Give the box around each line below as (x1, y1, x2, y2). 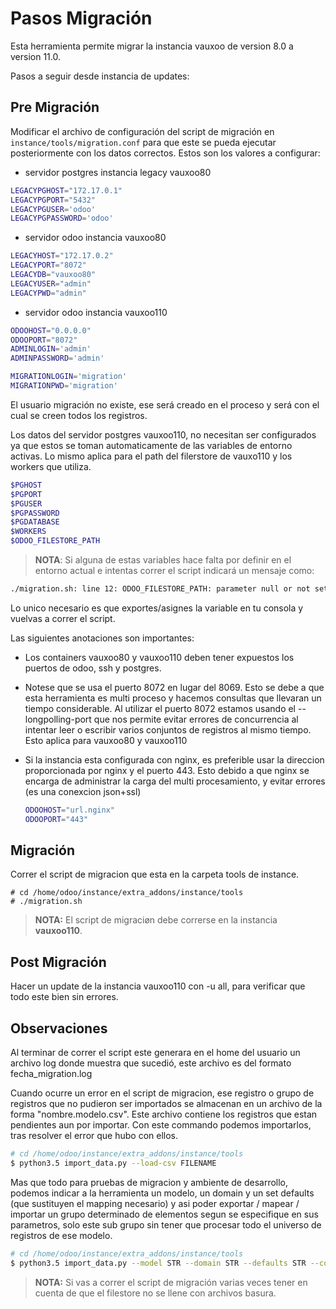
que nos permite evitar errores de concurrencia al (93, 713, 299, 725)
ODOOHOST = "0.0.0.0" (10, 325, 92, 336)
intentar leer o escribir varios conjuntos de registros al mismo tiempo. (24, 723, 312, 736)
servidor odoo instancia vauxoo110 (24, 306, 168, 318)
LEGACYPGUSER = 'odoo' (10, 204, 97, 214)
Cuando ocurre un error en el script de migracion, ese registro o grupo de (10, 1087, 315, 1099)
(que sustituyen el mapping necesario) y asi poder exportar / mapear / (10, 1197, 300, 1209)
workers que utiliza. (10, 460, 92, 472)
